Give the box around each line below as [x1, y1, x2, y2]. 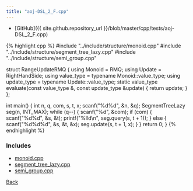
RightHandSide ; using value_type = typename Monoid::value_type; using [6, 72, 181, 79]
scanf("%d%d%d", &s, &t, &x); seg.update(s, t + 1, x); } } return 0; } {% [6, 120, 176, 127]
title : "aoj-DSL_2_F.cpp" [6, 8, 69, 15]
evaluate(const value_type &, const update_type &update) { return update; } [6, 84, 188, 91]
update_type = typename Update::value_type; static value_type [6, 78, 158, 85]
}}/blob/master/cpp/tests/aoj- [103, 25, 175, 32]
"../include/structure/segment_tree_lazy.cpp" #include [6, 48, 136, 55]
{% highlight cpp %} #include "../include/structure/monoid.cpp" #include [6, 42, 181, 49]
